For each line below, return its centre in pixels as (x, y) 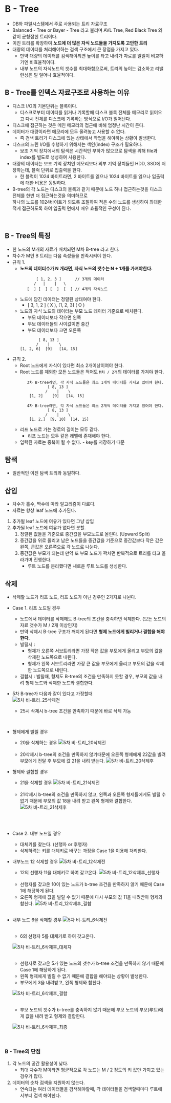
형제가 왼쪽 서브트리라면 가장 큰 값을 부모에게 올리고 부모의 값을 (91, 664)
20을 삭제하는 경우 (38, 742)
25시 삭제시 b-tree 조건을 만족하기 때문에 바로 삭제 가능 (76, 711)
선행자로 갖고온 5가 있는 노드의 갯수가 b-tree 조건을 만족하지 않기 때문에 (92, 963)
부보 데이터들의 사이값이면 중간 (58, 323)
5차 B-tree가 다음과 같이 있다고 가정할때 (52, 694)
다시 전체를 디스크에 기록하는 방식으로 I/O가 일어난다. (78, 119)
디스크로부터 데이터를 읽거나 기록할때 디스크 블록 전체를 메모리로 (84, 112)
